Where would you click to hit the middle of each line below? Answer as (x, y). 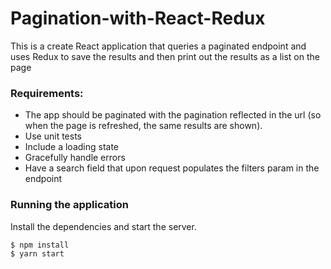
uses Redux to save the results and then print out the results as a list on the (165, 56)
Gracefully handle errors (75, 158)
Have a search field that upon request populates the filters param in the (172, 168)
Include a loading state (72, 147)
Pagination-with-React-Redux (138, 18)
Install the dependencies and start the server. (103, 226)
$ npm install (40, 245)
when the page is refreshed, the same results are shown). (143, 126)
